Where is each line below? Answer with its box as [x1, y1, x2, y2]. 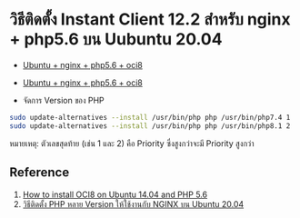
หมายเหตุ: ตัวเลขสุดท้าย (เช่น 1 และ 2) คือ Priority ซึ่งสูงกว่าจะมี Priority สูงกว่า [9, 137, 255, 149]
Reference [9, 164, 70, 181]
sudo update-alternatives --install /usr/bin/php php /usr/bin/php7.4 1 [9, 113, 291, 122]
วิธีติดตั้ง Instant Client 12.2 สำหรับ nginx [9, 9, 291, 30]
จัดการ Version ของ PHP [22, 94, 105, 105]
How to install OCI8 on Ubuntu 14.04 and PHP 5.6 [22, 189, 207, 200]
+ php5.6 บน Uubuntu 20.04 [9, 29, 223, 50]
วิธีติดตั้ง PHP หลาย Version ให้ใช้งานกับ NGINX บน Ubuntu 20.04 [22, 198, 245, 209]
